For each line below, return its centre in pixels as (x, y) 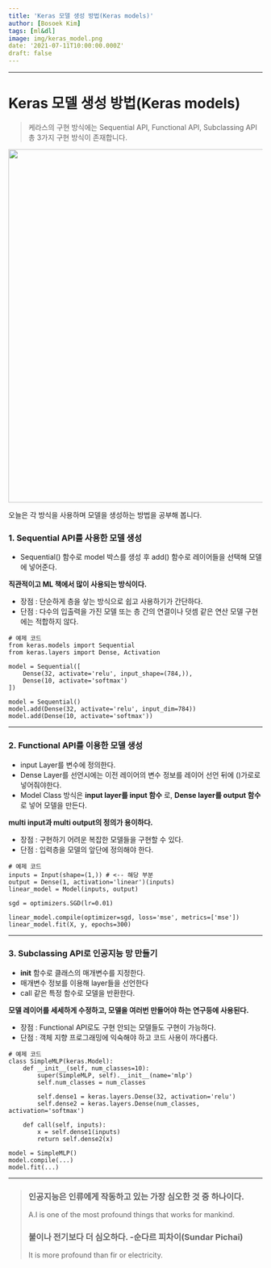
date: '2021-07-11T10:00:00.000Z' (67, 46)
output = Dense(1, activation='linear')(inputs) (92, 882)
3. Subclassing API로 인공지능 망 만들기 (83, 954)
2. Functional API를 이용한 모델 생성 (76, 745)
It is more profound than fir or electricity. (95, 1255)
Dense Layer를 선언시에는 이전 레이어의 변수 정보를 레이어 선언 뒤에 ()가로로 (140, 775)
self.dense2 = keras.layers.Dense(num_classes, (119, 1103)
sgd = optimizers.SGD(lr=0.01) (61, 903)
